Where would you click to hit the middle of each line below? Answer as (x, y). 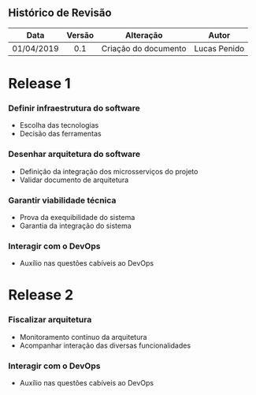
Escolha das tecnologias (59, 125)
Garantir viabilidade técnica (62, 200)
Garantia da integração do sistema (75, 225)
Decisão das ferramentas (60, 134)
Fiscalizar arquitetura (50, 320)
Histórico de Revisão (60, 13)
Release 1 (39, 84)
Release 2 (41, 295)
